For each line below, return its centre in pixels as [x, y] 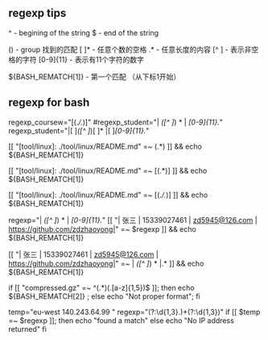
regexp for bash [49, 103]
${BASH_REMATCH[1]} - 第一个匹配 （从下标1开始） [95, 77]
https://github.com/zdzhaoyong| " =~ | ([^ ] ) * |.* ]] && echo [106, 263]
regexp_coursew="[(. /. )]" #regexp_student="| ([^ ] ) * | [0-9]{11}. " [116, 122]
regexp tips [37, 13]
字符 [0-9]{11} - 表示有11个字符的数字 [83, 59]
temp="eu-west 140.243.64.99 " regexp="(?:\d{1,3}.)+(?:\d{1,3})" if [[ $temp [134, 312]
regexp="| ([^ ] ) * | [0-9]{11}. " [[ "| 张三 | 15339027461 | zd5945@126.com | [133, 220]
